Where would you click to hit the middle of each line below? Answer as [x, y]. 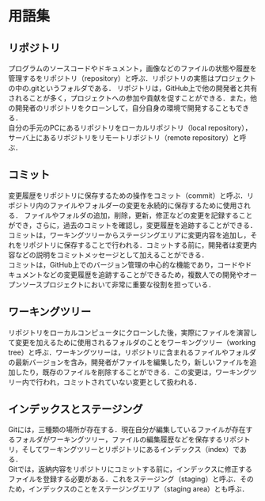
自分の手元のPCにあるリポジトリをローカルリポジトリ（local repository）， [130, 128]
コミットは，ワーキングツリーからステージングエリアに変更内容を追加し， [129, 235]
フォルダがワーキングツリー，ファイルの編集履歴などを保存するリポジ [129, 439]
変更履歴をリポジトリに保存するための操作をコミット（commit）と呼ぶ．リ [131, 195]
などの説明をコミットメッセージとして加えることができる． [112, 255]
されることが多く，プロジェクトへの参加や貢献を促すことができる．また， [129, 98]
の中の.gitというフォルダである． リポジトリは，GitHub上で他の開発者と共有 [133, 88]
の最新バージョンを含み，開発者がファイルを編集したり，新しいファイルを [129, 362]
